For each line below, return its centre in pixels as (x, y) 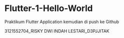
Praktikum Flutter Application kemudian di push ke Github (62, 22)
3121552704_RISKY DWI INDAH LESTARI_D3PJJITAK (57, 31)
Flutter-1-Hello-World (49, 8)
